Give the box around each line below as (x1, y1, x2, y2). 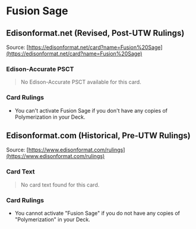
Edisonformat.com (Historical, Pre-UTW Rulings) (6, 130, 191, 141)
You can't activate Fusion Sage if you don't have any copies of (14, 107, 168, 114)
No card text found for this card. (20, 181, 100, 188)
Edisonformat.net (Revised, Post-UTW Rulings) (6, 28, 185, 38)
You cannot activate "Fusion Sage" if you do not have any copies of (14, 210, 180, 216)
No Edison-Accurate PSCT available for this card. (20, 79, 141, 86)
